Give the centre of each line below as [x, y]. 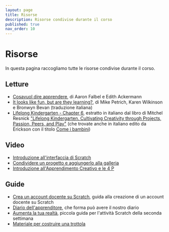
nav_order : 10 [20, 29]
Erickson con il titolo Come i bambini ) [52, 129]
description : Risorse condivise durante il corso [59, 19]
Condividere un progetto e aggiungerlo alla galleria [66, 163]
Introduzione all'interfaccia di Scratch [52, 157]
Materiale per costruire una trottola [49, 224]
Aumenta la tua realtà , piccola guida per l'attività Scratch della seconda [87, 213]
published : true [22, 24]
